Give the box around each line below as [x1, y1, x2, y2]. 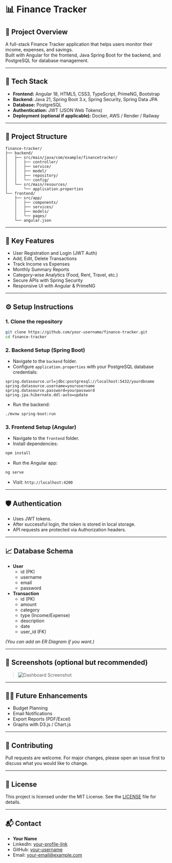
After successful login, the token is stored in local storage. [12, 521, 136, 527]
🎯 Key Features [5, 237, 55, 245]
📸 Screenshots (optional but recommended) [5, 658, 148, 667]
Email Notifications [12, 711, 53, 717]
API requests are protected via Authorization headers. [12, 526, 126, 532]
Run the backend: [12, 401, 50, 408]
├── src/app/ [14, 195, 42, 200]
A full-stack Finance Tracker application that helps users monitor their [5, 41, 153, 47]
